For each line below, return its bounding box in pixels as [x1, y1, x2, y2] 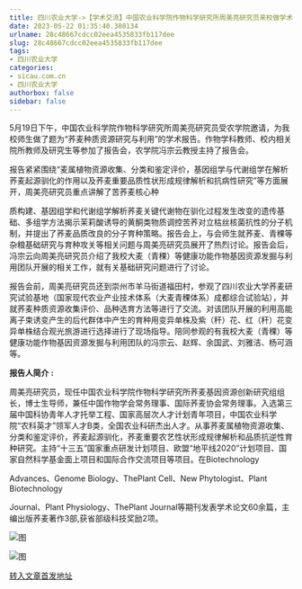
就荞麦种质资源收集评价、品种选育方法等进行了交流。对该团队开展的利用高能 [9, 303, 293, 315]
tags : [9, 47, 30, 56]
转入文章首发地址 [9, 570, 73, 581]
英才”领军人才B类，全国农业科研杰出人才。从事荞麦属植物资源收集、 [36, 420, 289, 432]
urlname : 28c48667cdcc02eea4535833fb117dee [9, 30, 175, 39]
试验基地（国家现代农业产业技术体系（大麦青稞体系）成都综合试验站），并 [16, 292, 289, 303]
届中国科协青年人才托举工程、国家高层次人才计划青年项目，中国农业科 [9, 409, 270, 420]
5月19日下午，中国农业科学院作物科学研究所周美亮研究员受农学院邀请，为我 [9, 122, 290, 133]
